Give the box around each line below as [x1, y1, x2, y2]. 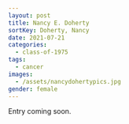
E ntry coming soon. [8, 107, 72, 116]
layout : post [8, 11, 51, 20]
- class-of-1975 [15, 48, 68, 56]
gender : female [8, 85, 58, 93]
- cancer [15, 63, 44, 71]
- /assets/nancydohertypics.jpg [15, 77, 122, 85]
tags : [8, 56, 26, 64]
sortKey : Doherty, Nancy [8, 26, 90, 34]
